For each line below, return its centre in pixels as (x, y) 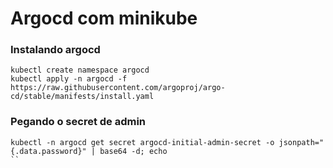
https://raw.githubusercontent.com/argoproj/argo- (118, 88)
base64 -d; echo (133, 151)
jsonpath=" (301, 142)
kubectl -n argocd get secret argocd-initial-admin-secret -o (142, 142)
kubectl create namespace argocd (80, 70)
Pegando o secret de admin (78, 122)
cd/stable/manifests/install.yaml (82, 97)
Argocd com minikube (104, 18)
